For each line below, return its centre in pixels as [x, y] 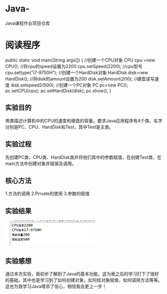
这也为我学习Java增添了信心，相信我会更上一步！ [56, 286]
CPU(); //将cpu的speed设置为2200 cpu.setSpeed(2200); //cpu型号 [74, 66]
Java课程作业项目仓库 [28, 23]
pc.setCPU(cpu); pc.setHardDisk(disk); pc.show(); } [58, 90]
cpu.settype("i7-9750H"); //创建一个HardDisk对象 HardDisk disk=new [77, 72]
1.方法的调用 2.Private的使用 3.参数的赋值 [47, 193]
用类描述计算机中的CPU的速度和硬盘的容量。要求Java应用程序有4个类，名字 [84, 120]
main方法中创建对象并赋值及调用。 [41, 163]
